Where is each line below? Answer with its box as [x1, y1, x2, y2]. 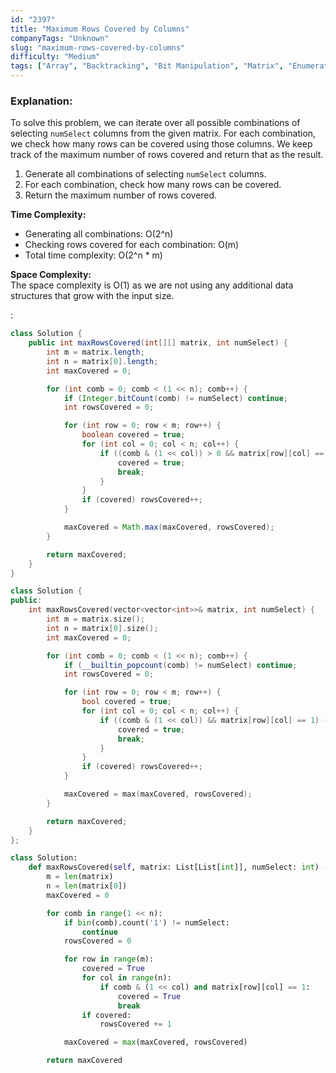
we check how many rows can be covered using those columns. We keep [10, 138, 313, 150]
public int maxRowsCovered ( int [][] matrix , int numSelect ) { [28, 338, 289, 348]
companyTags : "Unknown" [10, 33, 110, 43]
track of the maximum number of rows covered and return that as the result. [10, 149, 324, 161]
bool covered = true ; [81, 697, 172, 707]
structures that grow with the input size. [10, 290, 175, 302]
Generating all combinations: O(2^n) [24, 228, 174, 240]
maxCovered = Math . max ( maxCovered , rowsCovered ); [63, 522, 275, 533]
